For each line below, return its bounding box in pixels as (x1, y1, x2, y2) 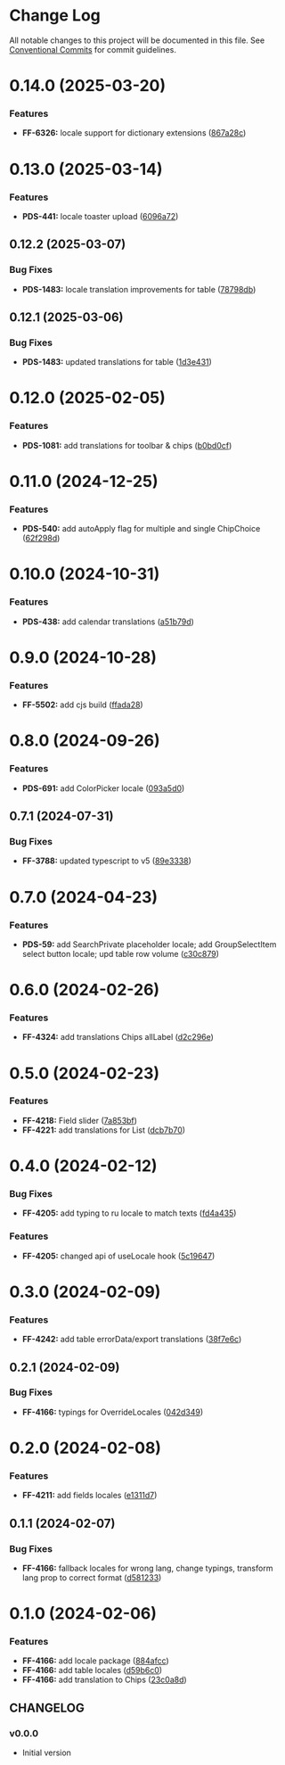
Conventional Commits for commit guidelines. (9, 44, 176, 54)
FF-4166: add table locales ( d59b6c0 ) (21, 1665, 163, 1676)
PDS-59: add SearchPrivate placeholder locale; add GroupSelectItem (21, 938, 277, 950)
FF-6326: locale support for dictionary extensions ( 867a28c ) (21, 128, 247, 138)
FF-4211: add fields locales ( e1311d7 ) (21, 1490, 158, 1501)
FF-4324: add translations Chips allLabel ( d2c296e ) (21, 1032, 214, 1043)
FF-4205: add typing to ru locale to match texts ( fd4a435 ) (21, 1208, 237, 1218)
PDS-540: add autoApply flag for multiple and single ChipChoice (21, 524, 261, 534)
